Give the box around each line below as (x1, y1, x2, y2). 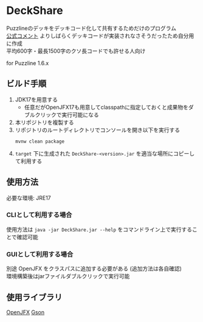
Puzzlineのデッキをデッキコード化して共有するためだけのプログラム (6, 24, 177, 32)
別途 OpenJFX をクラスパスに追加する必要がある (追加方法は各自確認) (6, 265, 182, 272)
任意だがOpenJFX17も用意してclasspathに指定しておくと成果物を (24, 103, 188, 111)
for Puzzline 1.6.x (6, 59, 49, 67)
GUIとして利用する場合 (6, 250, 74, 258)
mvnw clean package (15, 138, 65, 145)
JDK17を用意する (15, 95, 58, 103)
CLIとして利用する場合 (6, 211, 72, 219)
